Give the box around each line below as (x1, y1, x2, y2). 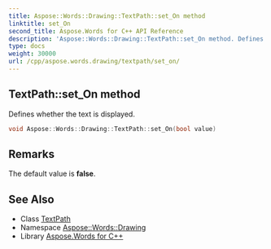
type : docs (8, 42, 46, 50)
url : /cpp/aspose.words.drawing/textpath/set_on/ (8, 58, 181, 66)
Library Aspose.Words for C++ (20, 231, 124, 241)
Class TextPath (20, 214, 71, 224)
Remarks (8, 147, 55, 161)
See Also (8, 192, 55, 206)
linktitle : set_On (8, 20, 71, 28)
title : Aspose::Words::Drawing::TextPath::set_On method (8, 11, 206, 20)
